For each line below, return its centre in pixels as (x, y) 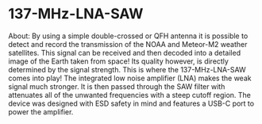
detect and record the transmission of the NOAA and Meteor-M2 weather (128, 44)
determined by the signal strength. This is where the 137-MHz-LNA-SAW (127, 69)
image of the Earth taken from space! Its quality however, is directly (118, 61)
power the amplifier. (41, 111)
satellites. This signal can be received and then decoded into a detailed (124, 52)
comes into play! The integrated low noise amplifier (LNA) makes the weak (130, 78)
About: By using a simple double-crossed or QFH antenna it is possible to (128, 36)
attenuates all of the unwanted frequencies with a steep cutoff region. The (130, 95)
